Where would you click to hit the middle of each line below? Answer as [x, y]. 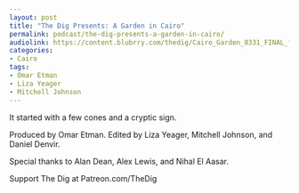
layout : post [33, 17]
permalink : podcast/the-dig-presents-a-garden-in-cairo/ [117, 34]
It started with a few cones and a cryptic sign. [93, 117]
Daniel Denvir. [35, 144]
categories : [31, 51]
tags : [19, 68]
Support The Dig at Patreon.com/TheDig [83, 178]
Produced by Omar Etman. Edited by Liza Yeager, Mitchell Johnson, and [141, 134]
